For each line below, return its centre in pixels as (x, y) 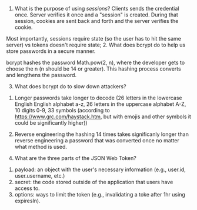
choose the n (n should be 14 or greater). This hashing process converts (94, 69)
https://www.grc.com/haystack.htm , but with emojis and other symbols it (103, 116)
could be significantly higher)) (51, 123)
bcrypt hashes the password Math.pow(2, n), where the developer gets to (96, 62)
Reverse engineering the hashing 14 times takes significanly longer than (102, 134)
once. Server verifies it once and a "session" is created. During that (96, 15)
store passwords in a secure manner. (51, 51)
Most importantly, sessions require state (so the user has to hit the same (94, 39)
